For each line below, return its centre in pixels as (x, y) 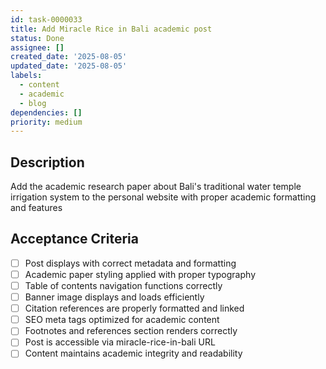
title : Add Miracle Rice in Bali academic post (111, 29)
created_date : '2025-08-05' (69, 57)
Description (47, 162)
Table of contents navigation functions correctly (123, 285)
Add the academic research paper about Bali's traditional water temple (156, 187)
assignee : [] (37, 47)
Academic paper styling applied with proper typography (140, 274)
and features (36, 208)
